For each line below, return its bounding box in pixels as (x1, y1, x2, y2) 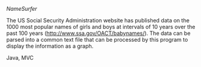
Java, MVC (6, 54, 34, 61)
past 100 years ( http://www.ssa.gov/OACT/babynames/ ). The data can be (6, 30, 191, 37)
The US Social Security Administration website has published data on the (6, 17, 190, 24)
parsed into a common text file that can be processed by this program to (6, 36, 188, 43)
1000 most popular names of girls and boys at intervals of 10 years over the (6, 24, 196, 30)
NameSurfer (6, 5, 38, 12)
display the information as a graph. (6, 42, 94, 49)
